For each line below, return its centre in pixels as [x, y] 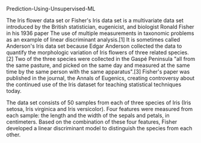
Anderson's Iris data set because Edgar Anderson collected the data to [94, 46]
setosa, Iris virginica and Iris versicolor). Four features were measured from [100, 109]
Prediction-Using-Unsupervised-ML [51, 9]
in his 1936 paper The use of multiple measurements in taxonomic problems [100, 33]
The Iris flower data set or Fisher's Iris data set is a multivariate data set [95, 20]
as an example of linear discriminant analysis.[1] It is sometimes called [93, 40]
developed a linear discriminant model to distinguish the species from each [99, 128]
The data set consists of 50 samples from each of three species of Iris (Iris [99, 103]
